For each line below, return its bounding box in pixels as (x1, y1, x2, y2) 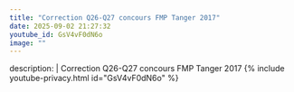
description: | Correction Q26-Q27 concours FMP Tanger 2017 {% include (9, 63, 285, 74)
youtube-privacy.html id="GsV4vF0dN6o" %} (9, 73, 179, 84)
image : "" (9, 38, 47, 48)
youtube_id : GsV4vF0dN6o (9, 30, 103, 39)
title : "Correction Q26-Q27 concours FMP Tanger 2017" (9, 13, 221, 23)
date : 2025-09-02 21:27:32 (9, 22, 111, 31)
